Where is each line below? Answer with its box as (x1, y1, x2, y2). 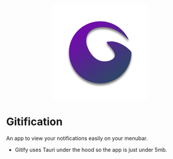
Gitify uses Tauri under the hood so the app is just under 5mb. (14, 146, 168, 153)
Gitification (6, 115, 63, 129)
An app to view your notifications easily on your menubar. (6, 135, 148, 142)
